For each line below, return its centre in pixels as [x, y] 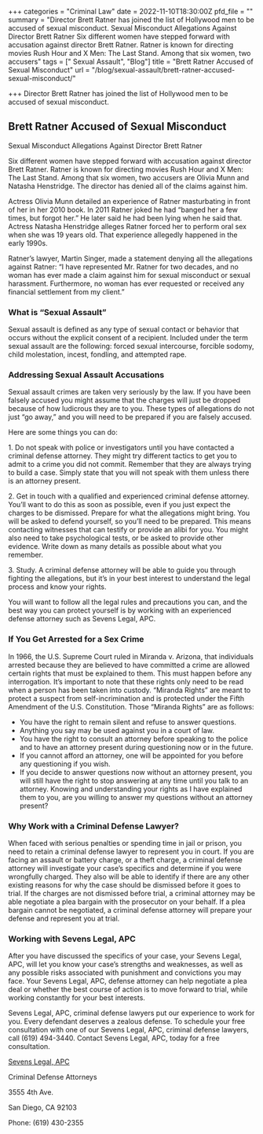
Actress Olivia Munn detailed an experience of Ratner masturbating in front [130, 201]
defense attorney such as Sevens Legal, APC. [82, 619]
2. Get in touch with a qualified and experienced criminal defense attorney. [129, 496]
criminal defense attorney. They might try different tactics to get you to [122, 456]
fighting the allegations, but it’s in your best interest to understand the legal [130, 579]
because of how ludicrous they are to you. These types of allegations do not [131, 409]
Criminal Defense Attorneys [53, 1077]
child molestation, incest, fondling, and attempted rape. [97, 354]
